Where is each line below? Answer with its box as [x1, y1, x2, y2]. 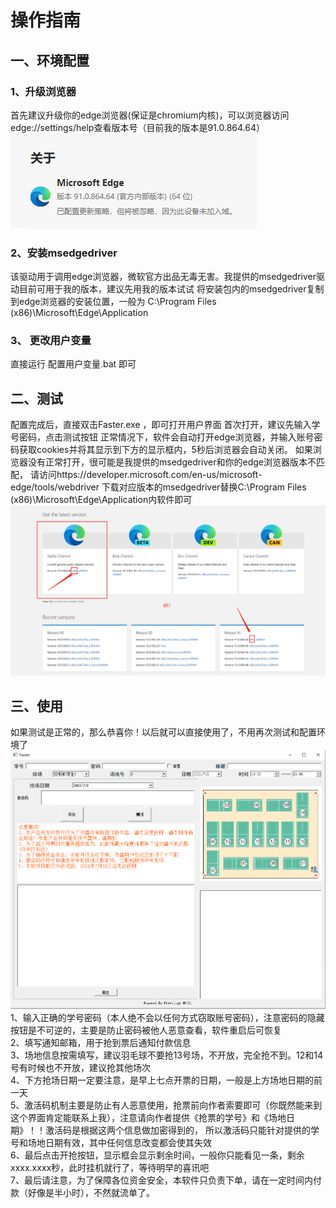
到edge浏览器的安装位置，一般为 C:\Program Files [10, 296, 217, 308]
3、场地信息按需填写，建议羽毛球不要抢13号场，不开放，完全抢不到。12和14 [10, 1049, 323, 1061]
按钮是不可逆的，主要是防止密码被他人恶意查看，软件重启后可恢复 [10, 1024, 282, 1036]
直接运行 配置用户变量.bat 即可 [10, 358, 137, 370]
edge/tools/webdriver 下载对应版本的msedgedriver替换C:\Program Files [10, 481, 307, 493]
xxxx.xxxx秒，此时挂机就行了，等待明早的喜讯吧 [10, 1162, 210, 1174]
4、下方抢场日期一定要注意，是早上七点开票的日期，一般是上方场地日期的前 [10, 1074, 323, 1086]
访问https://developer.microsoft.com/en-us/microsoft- [38, 469, 263, 481]
